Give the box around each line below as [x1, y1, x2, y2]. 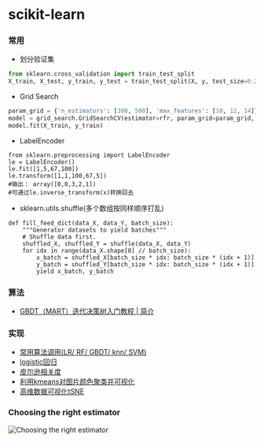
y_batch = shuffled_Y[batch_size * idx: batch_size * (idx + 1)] [36, 260, 255, 269]
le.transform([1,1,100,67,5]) [8, 172, 108, 180]
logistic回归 [19, 357, 57, 367]
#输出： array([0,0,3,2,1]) [8, 180, 97, 188]
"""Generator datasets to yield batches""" [22, 226, 167, 234]
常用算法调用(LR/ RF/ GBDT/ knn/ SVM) [19, 347, 147, 357]
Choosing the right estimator [8, 407, 121, 418]
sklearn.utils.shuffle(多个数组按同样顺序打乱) [19, 203, 164, 213]
